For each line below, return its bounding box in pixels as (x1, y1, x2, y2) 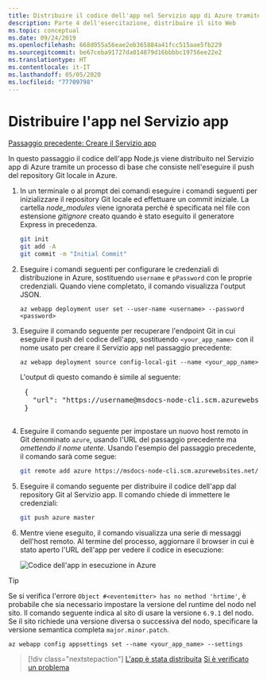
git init (19, 235, 49, 243)
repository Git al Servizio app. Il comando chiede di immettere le (19, 489, 230, 499)
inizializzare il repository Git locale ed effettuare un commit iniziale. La (19, 195, 249, 204)
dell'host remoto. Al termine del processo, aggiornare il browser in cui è (19, 536, 254, 546)
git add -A (19, 243, 56, 251)
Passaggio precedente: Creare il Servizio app (8, 138, 157, 148)
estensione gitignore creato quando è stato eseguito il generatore (19, 211, 234, 221)
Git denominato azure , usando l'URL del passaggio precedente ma (19, 435, 237, 445)
